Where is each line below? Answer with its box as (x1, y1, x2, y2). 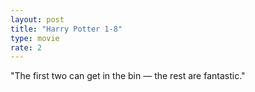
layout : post (10, 14, 65, 25)
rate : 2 (10, 42, 43, 53)
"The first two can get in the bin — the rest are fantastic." (10, 70, 246, 82)
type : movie (10, 33, 60, 43)
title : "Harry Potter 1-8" (10, 24, 123, 34)
